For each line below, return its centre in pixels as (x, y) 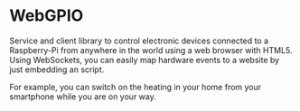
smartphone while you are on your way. (83, 97)
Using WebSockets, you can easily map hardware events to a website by (145, 60)
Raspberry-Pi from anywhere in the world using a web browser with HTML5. (151, 50)
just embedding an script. (57, 69)
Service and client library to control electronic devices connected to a (139, 41)
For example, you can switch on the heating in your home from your (136, 87)
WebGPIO (47, 16)
